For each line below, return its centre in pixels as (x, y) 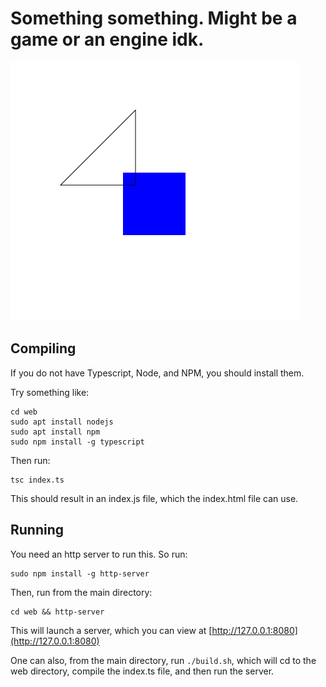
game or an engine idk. (107, 39)
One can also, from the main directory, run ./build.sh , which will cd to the (163, 660)
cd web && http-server (57, 612)
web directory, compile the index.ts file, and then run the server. (142, 671)
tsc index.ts (37, 480)
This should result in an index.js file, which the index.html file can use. (154, 498)
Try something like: (50, 392)
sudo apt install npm (55, 432)
